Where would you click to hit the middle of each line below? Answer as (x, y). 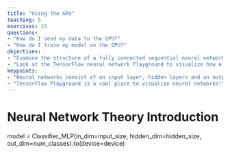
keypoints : (23, 70)
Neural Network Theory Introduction (113, 117)
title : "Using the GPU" (41, 13)
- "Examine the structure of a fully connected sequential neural (104, 58)
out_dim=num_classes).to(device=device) (66, 144)
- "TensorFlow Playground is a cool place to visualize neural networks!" (116, 84)
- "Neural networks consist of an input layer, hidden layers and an (108, 77)
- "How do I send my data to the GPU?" (64, 39)
